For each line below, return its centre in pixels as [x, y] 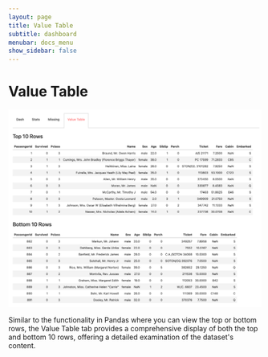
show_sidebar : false [43, 51]
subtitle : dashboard [43, 34]
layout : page [30, 17]
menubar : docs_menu [41, 43]
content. [22, 346]
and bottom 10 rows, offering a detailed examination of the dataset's [121, 337]
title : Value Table [41, 25]
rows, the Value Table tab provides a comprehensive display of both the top [133, 329]
